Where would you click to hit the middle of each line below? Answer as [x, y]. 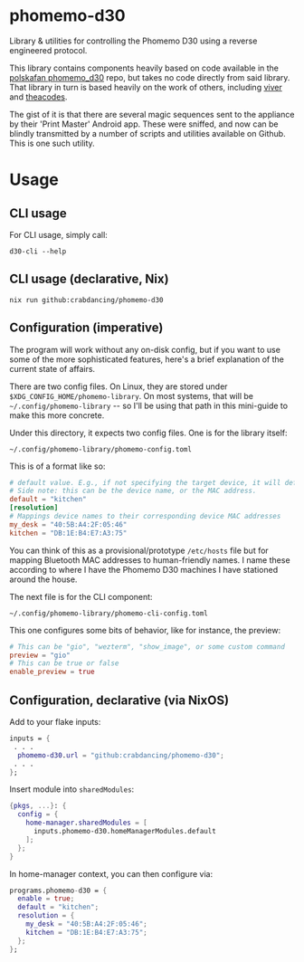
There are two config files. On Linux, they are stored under [119, 386]
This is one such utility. [52, 143]
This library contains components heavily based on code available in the [144, 68]
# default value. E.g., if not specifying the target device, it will [145, 482]
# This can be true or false [64, 663]
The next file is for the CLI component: [81, 596]
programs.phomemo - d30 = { [58, 891]
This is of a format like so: [57, 466]
